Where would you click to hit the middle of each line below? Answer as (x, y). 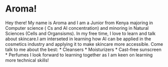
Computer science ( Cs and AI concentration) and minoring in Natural (77, 28)
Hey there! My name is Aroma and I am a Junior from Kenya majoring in (79, 23)
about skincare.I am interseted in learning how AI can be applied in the (78, 39)
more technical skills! (27, 60)
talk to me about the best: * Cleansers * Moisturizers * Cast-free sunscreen (83, 49)
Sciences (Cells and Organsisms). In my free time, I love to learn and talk (80, 33)
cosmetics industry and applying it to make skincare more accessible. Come (84, 44)
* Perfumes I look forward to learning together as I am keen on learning (79, 55)
